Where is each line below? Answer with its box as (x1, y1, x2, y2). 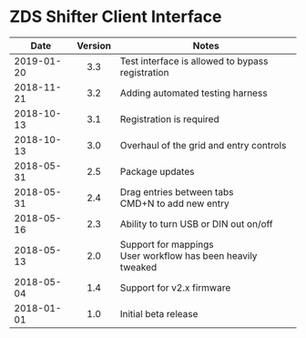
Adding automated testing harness (119, 87, 268, 99)
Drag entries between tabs (119, 185, 234, 198)
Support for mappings (119, 238, 214, 251)
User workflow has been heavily (119, 249, 258, 261)
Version (76, 39, 112, 52)
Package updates (119, 165, 195, 178)
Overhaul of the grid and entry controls (119, 138, 287, 151)
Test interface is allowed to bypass (119, 55, 269, 67)
